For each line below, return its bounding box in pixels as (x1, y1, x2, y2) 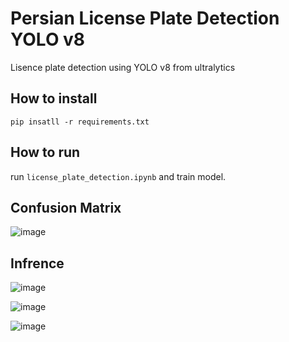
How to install (10, 90, 98, 107)
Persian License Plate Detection (10, 7, 280, 30)
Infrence (10, 255, 65, 272)
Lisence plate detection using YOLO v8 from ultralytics (10, 61, 236, 73)
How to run (10, 144, 81, 161)
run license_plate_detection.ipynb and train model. (10, 170, 227, 182)
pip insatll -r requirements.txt (10, 117, 150, 127)
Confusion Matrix (10, 199, 122, 216)
